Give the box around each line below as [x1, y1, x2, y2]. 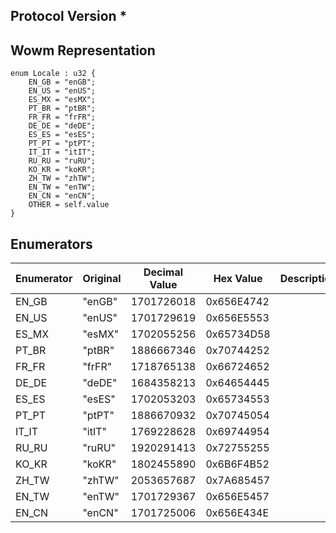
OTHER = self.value [28, 200, 110, 210]
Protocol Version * [10, 8, 128, 25]
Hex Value [213, 272, 263, 286]
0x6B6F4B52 [205, 457, 270, 471]
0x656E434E [205, 506, 270, 520]
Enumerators [10, 235, 93, 253]
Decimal [143, 265, 184, 279]
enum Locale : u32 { [10, 69, 97, 79]
